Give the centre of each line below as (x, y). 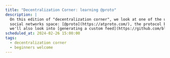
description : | (21, 15)
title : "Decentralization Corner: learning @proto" (61, 10)
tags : (11, 38)
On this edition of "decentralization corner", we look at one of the (86, 19)
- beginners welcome (31, 47)
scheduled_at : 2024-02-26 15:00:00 (43, 33)
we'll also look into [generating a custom (56, 29)
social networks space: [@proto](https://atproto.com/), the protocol (86, 24)
